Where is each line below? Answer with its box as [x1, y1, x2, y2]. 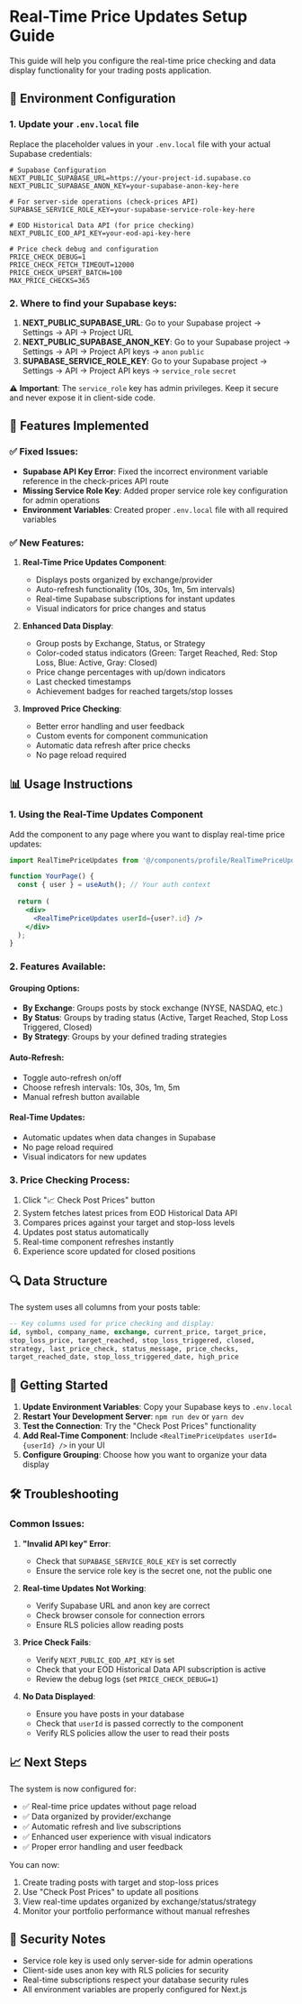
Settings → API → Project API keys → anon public [22, 345, 205, 357]
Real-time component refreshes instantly [22, 1237, 174, 1248]
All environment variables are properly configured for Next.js [22, 1984, 247, 1995]
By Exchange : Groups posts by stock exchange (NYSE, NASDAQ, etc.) [22, 1002, 283, 1013]
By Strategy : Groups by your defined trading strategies [22, 1031, 227, 1042]
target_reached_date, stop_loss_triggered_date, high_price [9, 1352, 240, 1362]
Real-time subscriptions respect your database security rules [22, 1974, 249, 1985]
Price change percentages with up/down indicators [35, 666, 226, 677]
